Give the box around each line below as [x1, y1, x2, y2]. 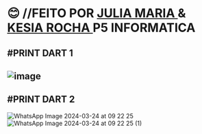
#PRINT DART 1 [7, 47, 73, 59]
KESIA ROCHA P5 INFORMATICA [7, 20, 196, 36]
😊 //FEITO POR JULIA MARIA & [7, 5, 186, 21]
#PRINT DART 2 [7, 94, 75, 105]
